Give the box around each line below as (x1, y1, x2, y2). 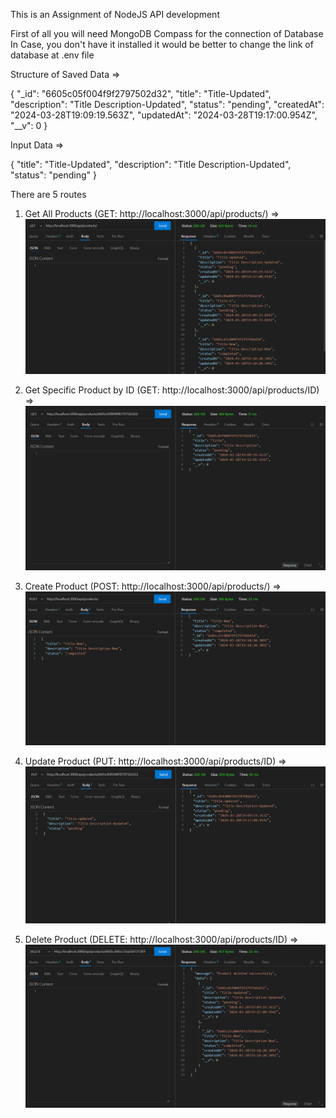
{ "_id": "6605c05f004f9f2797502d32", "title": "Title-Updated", (10, 88, 272, 99)
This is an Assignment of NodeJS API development (10, 9, 220, 20)
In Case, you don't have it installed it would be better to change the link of (10, 39, 314, 50)
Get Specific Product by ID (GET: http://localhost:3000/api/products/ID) (24, 384, 320, 396)
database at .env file (10, 49, 95, 61)
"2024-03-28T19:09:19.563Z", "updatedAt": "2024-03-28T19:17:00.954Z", (10, 109, 318, 121)
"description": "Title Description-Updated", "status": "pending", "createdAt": (10, 99, 325, 110)
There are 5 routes (10, 189, 87, 200)
